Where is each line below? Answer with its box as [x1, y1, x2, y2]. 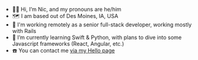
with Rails [12, 28, 36, 34]
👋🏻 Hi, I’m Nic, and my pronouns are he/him [12, 6, 121, 13]
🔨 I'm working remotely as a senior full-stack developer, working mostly [12, 21, 192, 28]
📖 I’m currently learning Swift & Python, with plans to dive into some [12, 34, 182, 41]
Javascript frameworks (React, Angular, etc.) [12, 40, 125, 47]
